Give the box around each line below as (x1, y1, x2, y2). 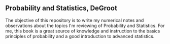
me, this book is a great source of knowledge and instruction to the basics (5, 27, 160, 34)
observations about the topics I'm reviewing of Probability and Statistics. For (5, 22, 165, 28)
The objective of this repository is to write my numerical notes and (5, 17, 144, 23)
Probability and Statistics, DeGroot (5, 4, 118, 12)
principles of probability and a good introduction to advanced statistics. (5, 33, 155, 39)
